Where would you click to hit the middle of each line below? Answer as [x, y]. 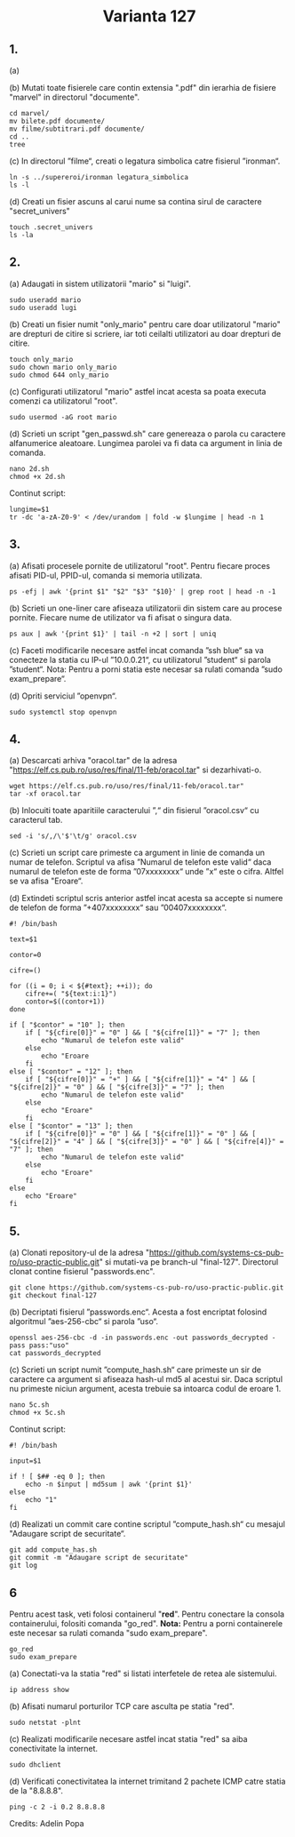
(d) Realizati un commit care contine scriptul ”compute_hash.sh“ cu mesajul [147, 1524]
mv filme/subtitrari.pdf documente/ [77, 129]
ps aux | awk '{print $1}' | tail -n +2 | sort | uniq [113, 634]
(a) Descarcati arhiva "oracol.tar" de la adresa [93, 761]
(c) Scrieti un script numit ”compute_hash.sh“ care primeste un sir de [136, 1370]
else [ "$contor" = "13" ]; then [71, 1126]
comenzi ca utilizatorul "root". [64, 401]
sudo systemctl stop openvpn [63, 712]
